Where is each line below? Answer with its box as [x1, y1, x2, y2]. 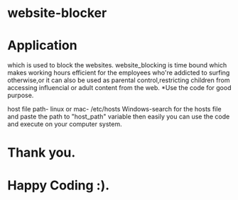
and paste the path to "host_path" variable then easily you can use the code [7, 112, 230, 121]
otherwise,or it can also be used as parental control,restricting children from [7, 76, 230, 84]
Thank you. [7, 145, 76, 161]
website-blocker [7, 5, 107, 21]
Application [7, 38, 77, 54]
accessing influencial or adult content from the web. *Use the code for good [7, 84, 232, 92]
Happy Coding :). [7, 177, 110, 193]
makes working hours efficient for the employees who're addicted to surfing [7, 69, 230, 77]
